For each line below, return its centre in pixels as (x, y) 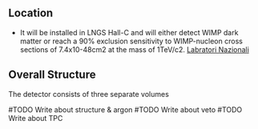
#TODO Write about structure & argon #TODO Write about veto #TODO (125, 109)
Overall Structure (52, 75)
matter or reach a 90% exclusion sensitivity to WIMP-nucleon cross (131, 41)
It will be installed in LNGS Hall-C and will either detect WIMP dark (129, 32)
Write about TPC (36, 118)
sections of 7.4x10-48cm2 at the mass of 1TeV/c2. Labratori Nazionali (135, 49)
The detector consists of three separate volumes (89, 94)
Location (31, 13)
